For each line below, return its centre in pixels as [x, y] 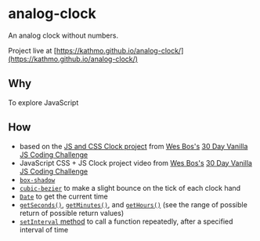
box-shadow [37, 180]
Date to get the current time [63, 196]
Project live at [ [32, 50]
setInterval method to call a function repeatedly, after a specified [126, 221]
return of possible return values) [72, 213]
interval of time [44, 229]
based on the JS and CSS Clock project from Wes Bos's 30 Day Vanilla [134, 146]
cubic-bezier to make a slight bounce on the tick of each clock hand [130, 188]
